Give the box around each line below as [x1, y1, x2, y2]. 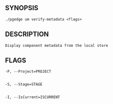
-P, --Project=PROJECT [5, 69, 51, 74]
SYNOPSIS [5, 4, 39, 12]
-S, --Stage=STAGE [5, 82, 43, 87]
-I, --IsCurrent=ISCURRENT [5, 95, 60, 100]
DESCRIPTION [5, 30, 49, 39]
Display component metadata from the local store [5, 43, 109, 48]
